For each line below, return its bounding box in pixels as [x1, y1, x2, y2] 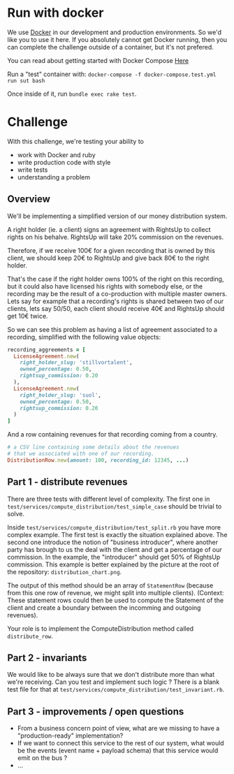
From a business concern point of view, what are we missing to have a [17, 724, 220, 733]
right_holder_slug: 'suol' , [20, 391, 101, 399]
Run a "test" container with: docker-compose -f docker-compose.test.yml [7, 70, 217, 78]
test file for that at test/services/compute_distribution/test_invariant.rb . [7, 685, 225, 694]
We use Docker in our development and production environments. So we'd [7, 28, 222, 36]
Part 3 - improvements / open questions [7, 706, 184, 717]
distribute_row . [7, 631, 54, 640]
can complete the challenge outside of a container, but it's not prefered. [7, 43, 214, 51]
